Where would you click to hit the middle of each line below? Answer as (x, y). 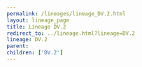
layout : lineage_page (38, 20)
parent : (18, 46)
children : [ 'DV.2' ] (35, 53)
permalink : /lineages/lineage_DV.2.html (66, 14)
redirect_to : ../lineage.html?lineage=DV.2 (71, 33)
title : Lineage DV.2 (37, 27)
